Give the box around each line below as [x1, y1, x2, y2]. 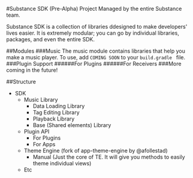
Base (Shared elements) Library [32, 122, 111, 128]
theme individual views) [32, 160, 92, 167]
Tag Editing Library [32, 109, 80, 116]
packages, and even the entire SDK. [6, 36, 95, 43]
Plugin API [23, 128, 50, 135]
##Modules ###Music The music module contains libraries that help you [6, 47, 186, 55]
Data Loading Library [32, 102, 85, 110]
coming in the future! [6, 67, 58, 74]
